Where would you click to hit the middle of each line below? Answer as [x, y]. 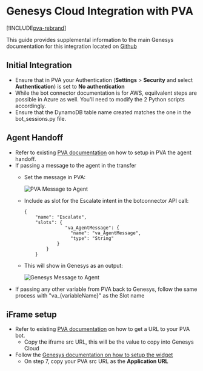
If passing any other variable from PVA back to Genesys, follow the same [106, 289]
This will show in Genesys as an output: [73, 265]
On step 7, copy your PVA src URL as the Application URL [96, 361]
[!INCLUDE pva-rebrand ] [36, 28]
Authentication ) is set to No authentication [70, 86]
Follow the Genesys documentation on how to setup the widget [94, 355]
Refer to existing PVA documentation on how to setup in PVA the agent [103, 152]
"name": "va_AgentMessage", [106, 233]
